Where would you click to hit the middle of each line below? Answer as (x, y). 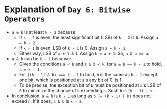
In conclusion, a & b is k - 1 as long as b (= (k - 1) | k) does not (81, 96)
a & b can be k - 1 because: (41, 58)
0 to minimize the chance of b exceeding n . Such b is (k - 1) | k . (87, 90)
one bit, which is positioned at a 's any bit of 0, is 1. (71, 80)
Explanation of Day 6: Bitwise (68, 9)
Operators (25, 19)
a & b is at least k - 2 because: (44, 32)
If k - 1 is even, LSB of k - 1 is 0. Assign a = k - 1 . (73, 48)
